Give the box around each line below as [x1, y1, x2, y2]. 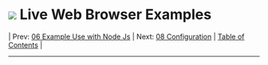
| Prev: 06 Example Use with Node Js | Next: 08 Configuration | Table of [8, 32, 245, 41]
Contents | [8, 40, 43, 49]
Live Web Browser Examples [19, 6, 212, 24]
